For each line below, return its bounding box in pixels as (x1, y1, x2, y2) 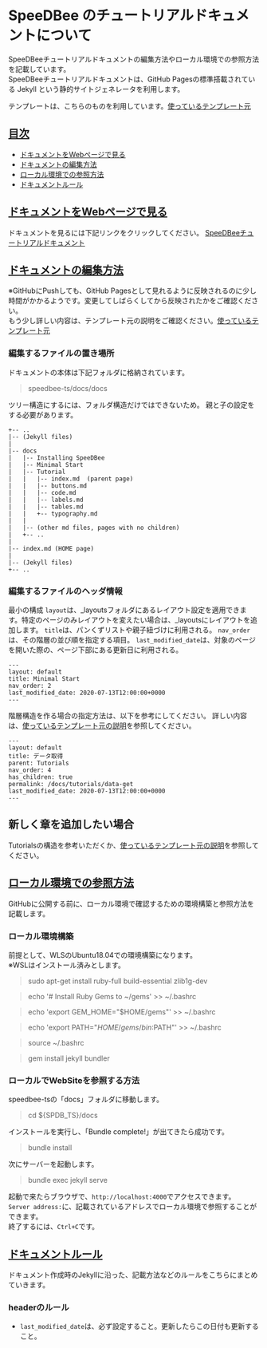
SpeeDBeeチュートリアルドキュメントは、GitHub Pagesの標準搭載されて (8, 74, 249, 84)
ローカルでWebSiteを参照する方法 (8, 1074, 140, 1085)
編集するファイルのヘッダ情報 (8, 585, 124, 596)
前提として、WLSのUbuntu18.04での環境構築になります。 (8, 950, 198, 959)
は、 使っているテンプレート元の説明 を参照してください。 (8, 721, 197, 730)
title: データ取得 (8, 752, 64, 760)
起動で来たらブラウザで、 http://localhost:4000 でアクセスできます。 (8, 1192, 236, 1201)
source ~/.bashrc (27, 1038, 85, 1047)
